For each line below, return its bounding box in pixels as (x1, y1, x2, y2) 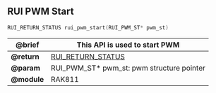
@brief (15, 40, 40, 50)
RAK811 (50, 74, 79, 84)
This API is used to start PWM (76, 40, 180, 50)
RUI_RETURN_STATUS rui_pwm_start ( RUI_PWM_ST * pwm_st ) (7, 24, 169, 31)
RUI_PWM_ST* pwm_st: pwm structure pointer (50, 63, 206, 73)
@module (11, 74, 44, 84)
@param (11, 63, 40, 73)
